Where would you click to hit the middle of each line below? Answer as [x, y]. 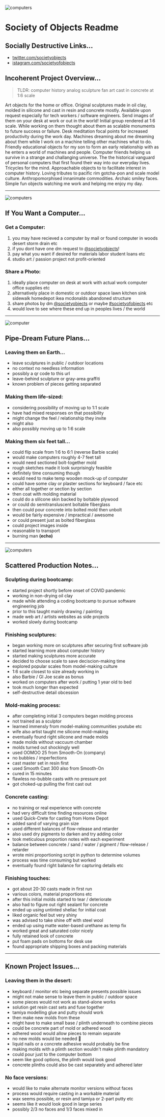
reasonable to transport [36, 531]
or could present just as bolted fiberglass [54, 520]
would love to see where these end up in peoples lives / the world [79, 309]
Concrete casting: [27, 797]
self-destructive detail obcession [45, 692]
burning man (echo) [32, 536]
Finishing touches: [28, 878]
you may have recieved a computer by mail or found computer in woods [85, 238]
